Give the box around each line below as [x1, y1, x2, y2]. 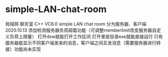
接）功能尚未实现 [5, 46, 41, 52]
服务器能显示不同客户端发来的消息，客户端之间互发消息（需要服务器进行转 [5, 39, 161, 46]
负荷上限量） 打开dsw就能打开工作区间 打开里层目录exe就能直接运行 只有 [9, 33, 163, 39]
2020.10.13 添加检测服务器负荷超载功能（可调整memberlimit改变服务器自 [5, 27, 157, 33]
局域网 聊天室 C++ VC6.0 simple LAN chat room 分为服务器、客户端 [5, 21, 147, 27]
